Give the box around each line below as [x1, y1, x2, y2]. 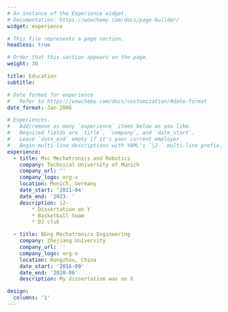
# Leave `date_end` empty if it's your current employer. [7, 136, 183, 143]
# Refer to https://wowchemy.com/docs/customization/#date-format [7, 97, 207, 105]
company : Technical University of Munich [19, 161, 139, 168]
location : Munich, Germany [19, 180, 97, 187]
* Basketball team [32, 212, 84, 219]
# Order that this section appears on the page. [7, 54, 149, 61]
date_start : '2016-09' [19, 263, 84, 269]
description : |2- [19, 200, 69, 206]
